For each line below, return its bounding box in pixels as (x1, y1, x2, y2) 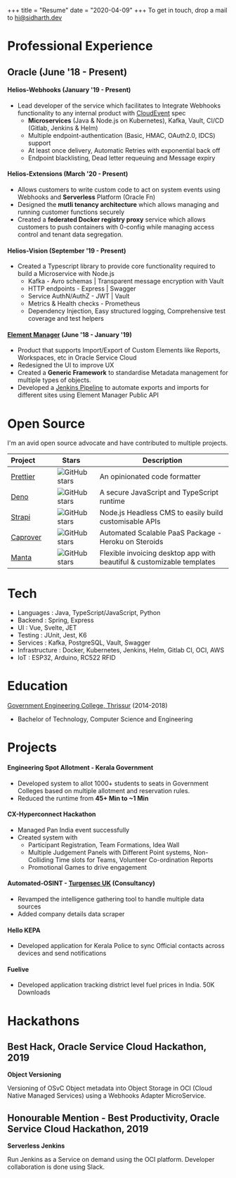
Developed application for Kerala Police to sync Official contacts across (17, 942, 225, 950)
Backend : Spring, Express (17, 616, 94, 625)
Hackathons (7, 1013, 80, 1029)
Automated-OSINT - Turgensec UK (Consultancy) (7, 879, 156, 887)
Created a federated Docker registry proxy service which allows (17, 215, 206, 224)
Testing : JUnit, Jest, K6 (17, 631, 87, 640)
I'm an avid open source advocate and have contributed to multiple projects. (7, 439, 228, 448)
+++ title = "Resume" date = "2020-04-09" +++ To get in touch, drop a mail (7, 6, 228, 14)
